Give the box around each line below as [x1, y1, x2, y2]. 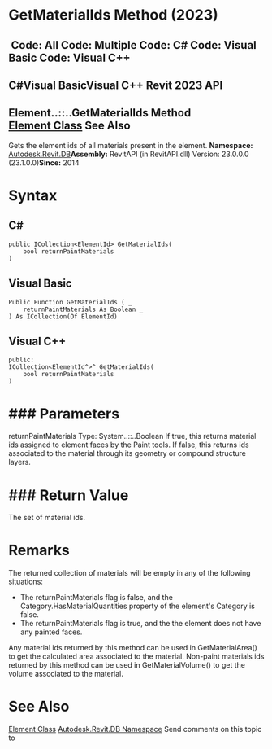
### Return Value [8, 486, 129, 504]
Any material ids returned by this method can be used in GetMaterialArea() [8, 643, 258, 653]
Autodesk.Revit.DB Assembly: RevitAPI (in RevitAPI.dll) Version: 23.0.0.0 [8, 149, 249, 159]
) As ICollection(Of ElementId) [8, 312, 118, 321]
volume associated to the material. [8, 669, 123, 679]
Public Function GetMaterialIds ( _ [8, 298, 132, 306]
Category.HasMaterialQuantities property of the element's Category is [19, 601, 256, 611]
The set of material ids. [8, 513, 86, 523]
